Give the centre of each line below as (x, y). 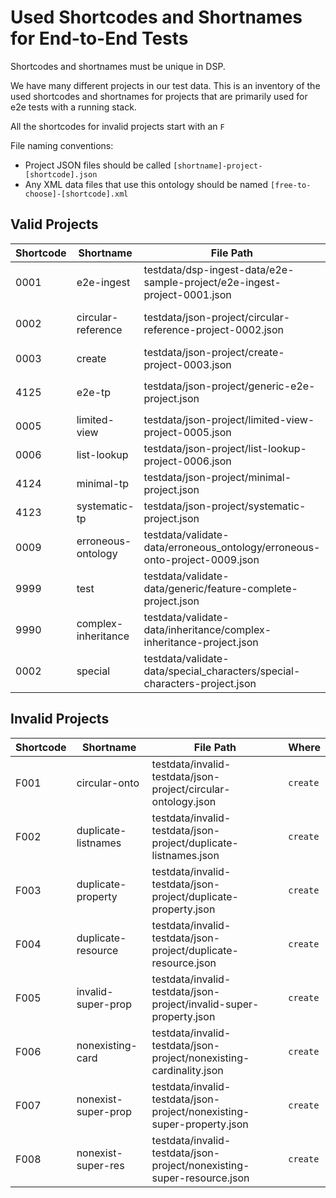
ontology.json (184, 801)
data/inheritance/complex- (207, 629)
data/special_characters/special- (222, 671)
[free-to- (290, 185)
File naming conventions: (62, 145)
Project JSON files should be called (98, 165)
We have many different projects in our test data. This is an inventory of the (165, 85)
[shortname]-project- (218, 166)
